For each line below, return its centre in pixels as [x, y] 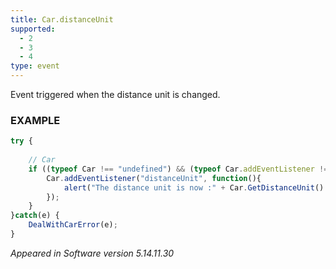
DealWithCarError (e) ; [73, 225]
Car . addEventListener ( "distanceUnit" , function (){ [154, 178]
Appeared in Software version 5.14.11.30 [92, 253]
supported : [33, 29]
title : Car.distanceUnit [62, 19]
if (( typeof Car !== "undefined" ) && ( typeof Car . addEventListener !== [180, 169]
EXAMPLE [35, 120]
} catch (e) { [35, 216]
